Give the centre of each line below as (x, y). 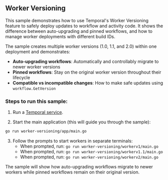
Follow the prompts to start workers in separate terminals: (72, 141)
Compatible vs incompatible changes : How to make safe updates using (88, 83)
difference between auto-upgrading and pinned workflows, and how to (79, 31)
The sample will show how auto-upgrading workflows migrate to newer (79, 166)
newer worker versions (36, 67)
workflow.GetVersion (34, 88)
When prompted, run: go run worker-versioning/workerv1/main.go (89, 146)
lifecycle (21, 77)
